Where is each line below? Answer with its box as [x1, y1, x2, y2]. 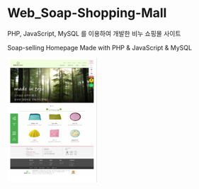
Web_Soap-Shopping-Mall [7, 5, 167, 21]
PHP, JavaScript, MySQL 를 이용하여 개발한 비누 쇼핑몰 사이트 [7, 29, 181, 38]
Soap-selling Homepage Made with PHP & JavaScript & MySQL [7, 43, 193, 52]
